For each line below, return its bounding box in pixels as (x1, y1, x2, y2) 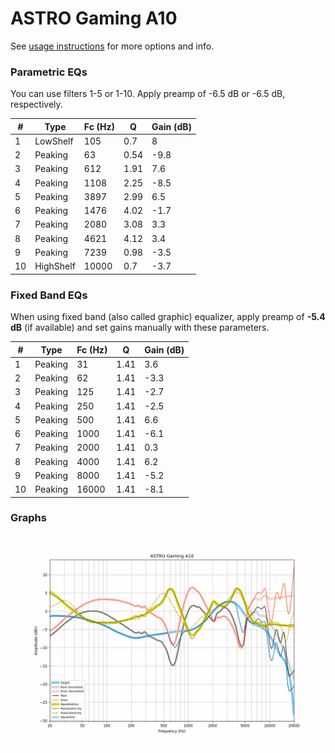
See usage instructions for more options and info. (10, 40, 215, 52)
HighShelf (34, 260, 76, 272)
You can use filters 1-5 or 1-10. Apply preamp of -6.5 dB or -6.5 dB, (10, 88, 286, 100)
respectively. (10, 98, 63, 111)
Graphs (10, 511, 47, 525)
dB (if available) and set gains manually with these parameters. (10, 322, 270, 334)
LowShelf (34, 135, 74, 147)
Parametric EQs (10, 65, 88, 79)
